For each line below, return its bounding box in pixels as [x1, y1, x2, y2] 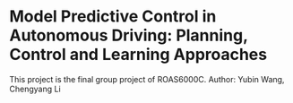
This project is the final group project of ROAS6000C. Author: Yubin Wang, [9, 73, 285, 84]
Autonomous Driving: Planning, [9, 25, 248, 46]
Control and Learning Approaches [9, 45, 267, 64]
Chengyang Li [9, 83, 61, 94]
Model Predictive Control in [9, 6, 217, 27]
